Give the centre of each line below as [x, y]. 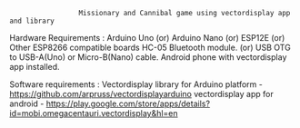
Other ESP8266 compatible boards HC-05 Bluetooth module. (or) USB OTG [150, 47]
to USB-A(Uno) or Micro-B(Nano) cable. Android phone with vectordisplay [148, 57]
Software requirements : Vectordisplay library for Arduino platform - [136, 84]
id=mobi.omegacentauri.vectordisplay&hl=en [94, 113]
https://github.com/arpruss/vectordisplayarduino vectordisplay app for [142, 94]
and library [32, 21]
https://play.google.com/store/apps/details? [128, 103]
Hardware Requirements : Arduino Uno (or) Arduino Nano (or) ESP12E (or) [147, 38]
